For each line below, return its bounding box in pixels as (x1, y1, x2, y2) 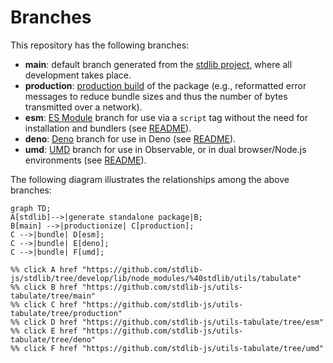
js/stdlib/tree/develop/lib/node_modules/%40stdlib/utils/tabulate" (10, 273, 302, 283)
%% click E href (10, 326, 78, 336)
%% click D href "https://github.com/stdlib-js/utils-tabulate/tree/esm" (10, 317, 325, 327)
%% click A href (10, 264, 78, 275)
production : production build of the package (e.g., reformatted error (24, 79, 307, 91)
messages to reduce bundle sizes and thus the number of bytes (24, 90, 288, 102)
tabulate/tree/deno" (10, 334, 97, 345)
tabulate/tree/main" (10, 291, 97, 301)
